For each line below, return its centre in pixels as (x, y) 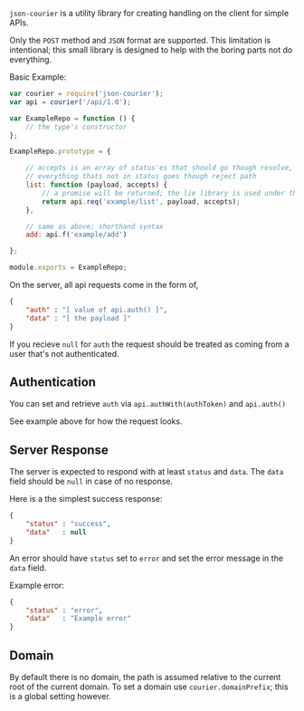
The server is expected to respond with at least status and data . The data (147, 472)
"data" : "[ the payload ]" (78, 318)
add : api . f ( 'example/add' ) (76, 235)
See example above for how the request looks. (96, 421)
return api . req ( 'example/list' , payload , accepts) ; (142, 202)
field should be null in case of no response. (91, 481)
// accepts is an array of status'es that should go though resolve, (160, 168)
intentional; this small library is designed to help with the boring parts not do (151, 50)
